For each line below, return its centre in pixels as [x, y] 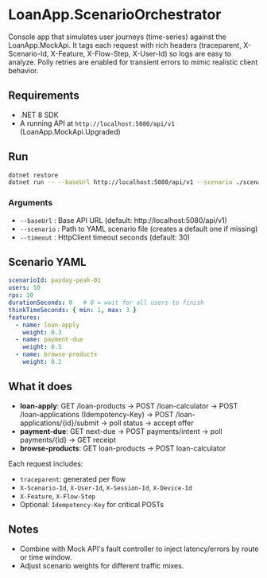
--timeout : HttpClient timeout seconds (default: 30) [105, 237]
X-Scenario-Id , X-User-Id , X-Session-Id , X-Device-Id [106, 487]
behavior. [23, 70]
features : [25, 317]
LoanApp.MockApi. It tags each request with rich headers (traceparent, [125, 45]
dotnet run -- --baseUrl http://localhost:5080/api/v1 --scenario [120, 182]
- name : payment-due [49, 340]
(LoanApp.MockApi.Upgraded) [70, 131]
